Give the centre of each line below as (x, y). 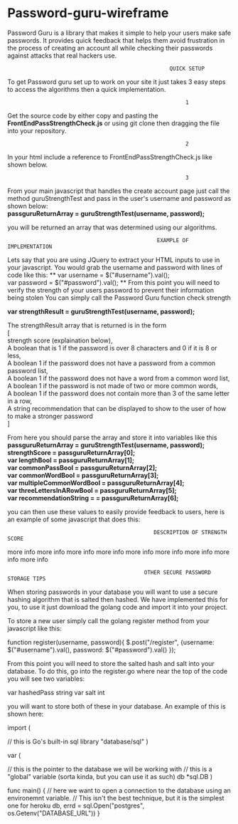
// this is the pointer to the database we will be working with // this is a (110, 769)
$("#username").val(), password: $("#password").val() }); (92, 650)
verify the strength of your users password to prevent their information (111, 290)
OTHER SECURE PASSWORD (178, 572)
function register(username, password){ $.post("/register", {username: (111, 642)
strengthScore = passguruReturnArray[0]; (71, 452)
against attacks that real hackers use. (62, 56)
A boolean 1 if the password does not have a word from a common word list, (119, 378)
